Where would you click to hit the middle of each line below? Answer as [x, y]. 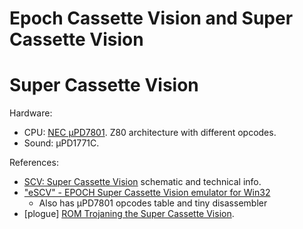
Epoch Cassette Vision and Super [151, 18]
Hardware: [31, 113]
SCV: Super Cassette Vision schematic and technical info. [142, 182]
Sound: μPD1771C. [61, 143]
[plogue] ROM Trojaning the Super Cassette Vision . [129, 214]
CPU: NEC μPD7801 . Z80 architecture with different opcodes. [150, 133]
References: [34, 163]
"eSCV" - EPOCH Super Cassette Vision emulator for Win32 [147, 193]
